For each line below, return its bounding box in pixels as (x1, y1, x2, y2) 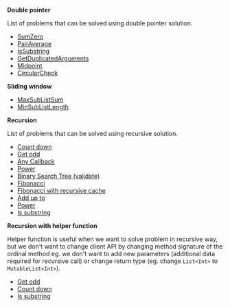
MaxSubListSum (16, 95, 64, 104)
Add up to (16, 194, 46, 202)
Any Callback (16, 157, 55, 166)
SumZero (16, 32, 43, 41)
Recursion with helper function (7, 222, 97, 229)
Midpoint (16, 62, 43, 69)
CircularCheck (16, 69, 58, 77)
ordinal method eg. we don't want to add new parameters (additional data (7, 250, 216, 258)
